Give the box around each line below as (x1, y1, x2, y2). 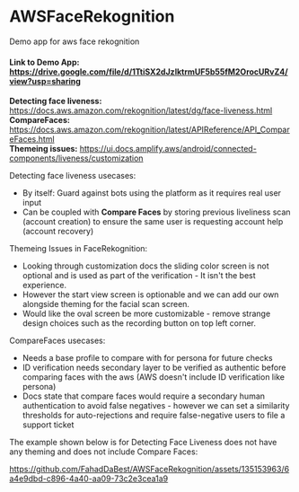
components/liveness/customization (9, 153, 144, 163)
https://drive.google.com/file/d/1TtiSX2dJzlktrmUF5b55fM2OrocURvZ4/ (9, 66, 289, 77)
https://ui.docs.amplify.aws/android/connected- (79, 144, 258, 154)
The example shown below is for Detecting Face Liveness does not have (9, 437, 277, 448)
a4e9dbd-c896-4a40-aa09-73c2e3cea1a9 (9, 473, 169, 484)
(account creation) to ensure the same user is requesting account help (22, 216, 284, 227)
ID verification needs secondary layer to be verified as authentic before (22, 362, 286, 373)
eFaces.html (9, 134, 56, 145)
